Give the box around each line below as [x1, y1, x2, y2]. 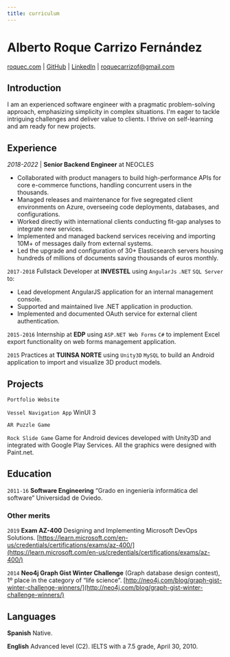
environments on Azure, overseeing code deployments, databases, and [16, 203, 220, 211]
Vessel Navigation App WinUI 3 [7, 408, 96, 416]
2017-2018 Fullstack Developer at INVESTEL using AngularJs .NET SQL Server [7, 267, 224, 275]
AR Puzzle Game [7, 422, 51, 428]
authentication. [16, 317, 60, 325]
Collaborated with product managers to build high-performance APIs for [16, 174, 222, 182]
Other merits [7, 511, 50, 520]
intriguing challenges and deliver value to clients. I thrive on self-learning [7, 115, 214, 124]
